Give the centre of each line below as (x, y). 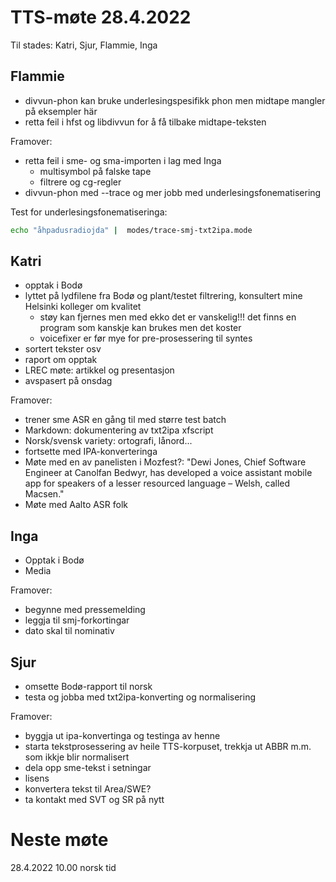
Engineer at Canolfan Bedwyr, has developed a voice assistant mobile (168, 473)
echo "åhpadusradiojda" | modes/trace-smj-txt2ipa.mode (131, 230)
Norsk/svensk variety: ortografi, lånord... (108, 441)
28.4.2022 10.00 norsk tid (63, 867)
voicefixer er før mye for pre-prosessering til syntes (146, 338)
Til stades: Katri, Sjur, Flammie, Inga (84, 45)
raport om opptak (61, 360)
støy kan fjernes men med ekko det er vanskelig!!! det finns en (168, 317)
